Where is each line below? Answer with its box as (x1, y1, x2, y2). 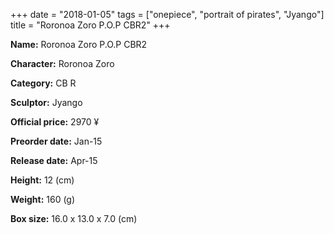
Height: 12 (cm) (10, 174, 75, 186)
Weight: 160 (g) (10, 194, 76, 205)
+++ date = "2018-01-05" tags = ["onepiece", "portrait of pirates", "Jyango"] (10, 9, 325, 20)
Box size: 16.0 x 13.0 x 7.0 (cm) (10, 213, 138, 224)
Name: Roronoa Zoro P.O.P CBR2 (10, 39, 148, 50)
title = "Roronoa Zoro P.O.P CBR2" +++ (10, 19, 171, 31)
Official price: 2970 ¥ (10, 116, 100, 128)
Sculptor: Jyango (10, 97, 83, 108)
